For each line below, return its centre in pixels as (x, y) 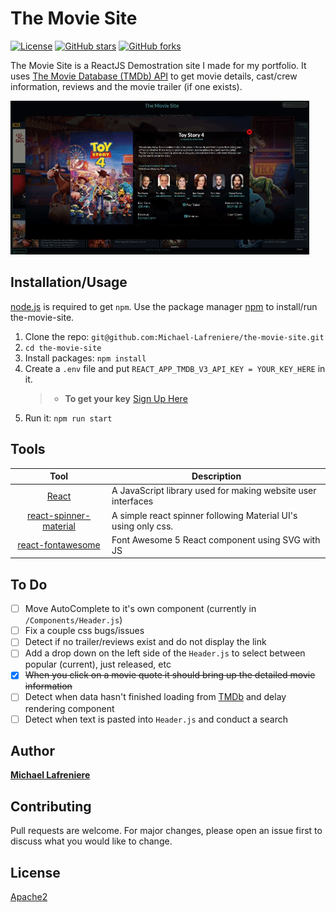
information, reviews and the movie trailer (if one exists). (126, 86)
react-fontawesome (59, 545)
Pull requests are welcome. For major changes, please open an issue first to (166, 831)
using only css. (142, 526)
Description (216, 476)
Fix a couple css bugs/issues (84, 631)
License (35, 872)
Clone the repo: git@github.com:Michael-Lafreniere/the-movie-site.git (174, 336)
